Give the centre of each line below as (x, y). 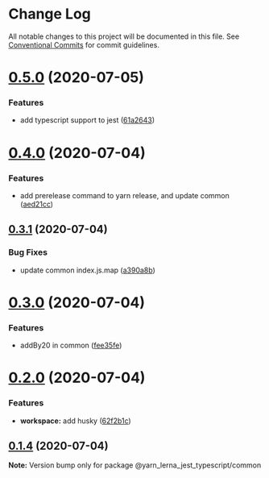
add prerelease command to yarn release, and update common (124, 195)
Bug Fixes (28, 252)
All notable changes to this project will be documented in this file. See (124, 36)
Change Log (50, 14)
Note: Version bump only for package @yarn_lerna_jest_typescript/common (135, 465)
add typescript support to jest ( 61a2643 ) (87, 120)
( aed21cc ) (37, 204)
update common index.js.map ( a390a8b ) (87, 270)
